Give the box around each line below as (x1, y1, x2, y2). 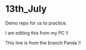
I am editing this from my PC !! (5, 30, 69, 36)
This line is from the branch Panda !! (5, 39, 81, 46)
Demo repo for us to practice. (5, 20, 67, 26)
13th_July (5, 3, 47, 15)
